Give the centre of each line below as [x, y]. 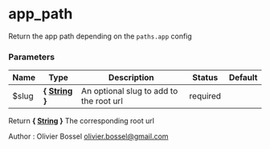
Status [205, 78]
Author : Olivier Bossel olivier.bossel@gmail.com [88, 136]
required [205, 96]
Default [243, 78]
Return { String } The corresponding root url [82, 121]
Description [131, 78]
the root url [102, 101]
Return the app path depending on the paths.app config [100, 36]
